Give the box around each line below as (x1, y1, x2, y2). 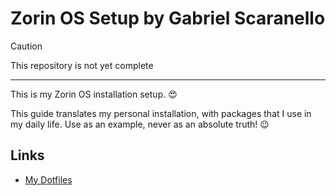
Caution (10, 40, 43, 52)
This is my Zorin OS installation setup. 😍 (10, 88, 178, 100)
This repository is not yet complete (10, 59, 154, 71)
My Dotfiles (24, 173, 73, 186)
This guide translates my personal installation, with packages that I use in (10, 107, 312, 119)
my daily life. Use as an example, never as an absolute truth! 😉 (10, 118, 270, 130)
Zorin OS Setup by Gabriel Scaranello (10, 7, 326, 30)
